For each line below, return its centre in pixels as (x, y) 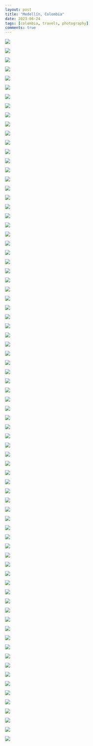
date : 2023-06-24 (23, 19)
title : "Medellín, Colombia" (35, 14)
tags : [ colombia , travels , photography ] (47, 23)
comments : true (21, 28)
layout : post (18, 10)
